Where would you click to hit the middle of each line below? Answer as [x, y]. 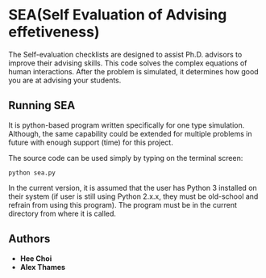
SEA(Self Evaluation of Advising [118, 15]
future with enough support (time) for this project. [91, 142]
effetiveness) [54, 32]
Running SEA [42, 105]
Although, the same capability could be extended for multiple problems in [130, 133]
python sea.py [32, 173]
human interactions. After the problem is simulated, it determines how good [134, 71]
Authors [29, 239]
